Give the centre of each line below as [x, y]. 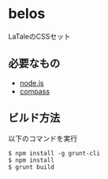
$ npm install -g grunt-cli [54, 153]
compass [34, 91]
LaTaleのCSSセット [39, 36]
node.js [32, 82]
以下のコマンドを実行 [43, 138]
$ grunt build [32, 167]
